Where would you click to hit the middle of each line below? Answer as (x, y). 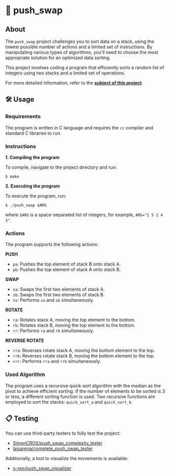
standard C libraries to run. (33, 133)
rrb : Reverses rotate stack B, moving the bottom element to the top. (84, 356)
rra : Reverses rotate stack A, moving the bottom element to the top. (84, 351)
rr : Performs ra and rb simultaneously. (53, 331)
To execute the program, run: (36, 196)
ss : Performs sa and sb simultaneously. (53, 300)
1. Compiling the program (32, 157)
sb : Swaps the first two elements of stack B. (59, 295)
